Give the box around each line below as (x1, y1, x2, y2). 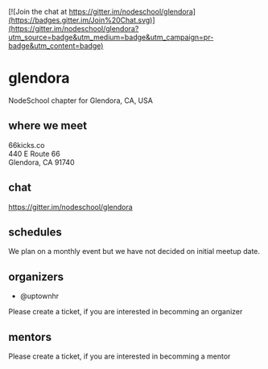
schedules (8, 225, 62, 239)
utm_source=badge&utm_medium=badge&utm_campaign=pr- (8, 32, 214, 42)
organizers (8, 269, 64, 284)
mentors (8, 330, 52, 344)
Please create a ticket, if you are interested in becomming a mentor (8, 351, 231, 361)
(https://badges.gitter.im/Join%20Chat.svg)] (8, 15, 155, 25)
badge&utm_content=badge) (8, 41, 104, 51)
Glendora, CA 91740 (8, 157, 75, 167)
